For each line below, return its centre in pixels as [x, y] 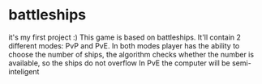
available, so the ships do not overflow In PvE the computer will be [120, 63]
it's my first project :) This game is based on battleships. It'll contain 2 [125, 37]
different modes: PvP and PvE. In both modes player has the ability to [124, 45]
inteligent [24, 71]
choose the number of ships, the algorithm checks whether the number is [131, 54]
